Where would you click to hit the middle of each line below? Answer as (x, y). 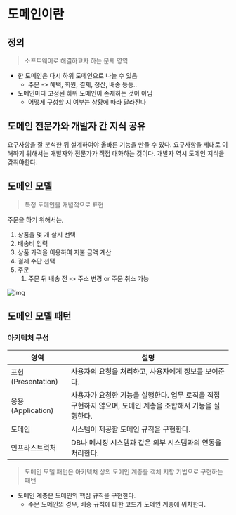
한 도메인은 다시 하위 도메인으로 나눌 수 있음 (78, 76)
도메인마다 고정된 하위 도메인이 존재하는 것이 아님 (85, 93)
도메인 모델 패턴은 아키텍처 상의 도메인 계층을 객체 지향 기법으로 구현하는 (124, 472)
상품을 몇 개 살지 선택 (46, 234)
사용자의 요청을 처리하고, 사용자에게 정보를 (137, 372)
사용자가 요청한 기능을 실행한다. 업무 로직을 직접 (146, 396)
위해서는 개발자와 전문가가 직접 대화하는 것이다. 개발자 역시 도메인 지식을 (125, 153)
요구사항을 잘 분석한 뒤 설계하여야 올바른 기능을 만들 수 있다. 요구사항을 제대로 (114, 144)
